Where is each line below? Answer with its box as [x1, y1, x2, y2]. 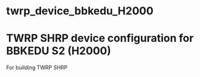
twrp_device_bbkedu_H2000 [6, 4, 154, 18]
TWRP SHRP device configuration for [6, 32, 194, 45]
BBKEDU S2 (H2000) [6, 44, 112, 58]
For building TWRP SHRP [6, 64, 67, 71]
